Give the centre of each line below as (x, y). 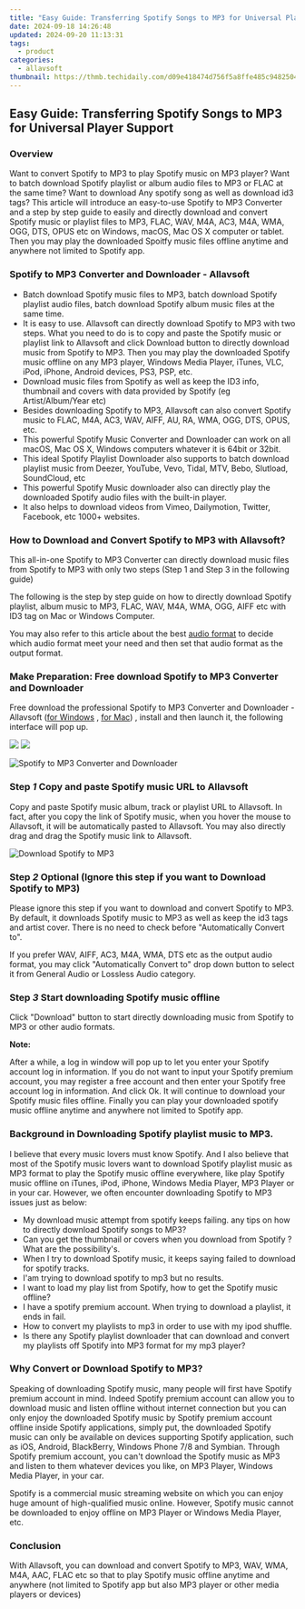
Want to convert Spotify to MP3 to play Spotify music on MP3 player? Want (150, 174)
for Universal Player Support (92, 128)
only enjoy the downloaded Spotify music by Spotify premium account (141, 1417)
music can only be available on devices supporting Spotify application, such (152, 1436)
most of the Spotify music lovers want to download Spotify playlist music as (151, 1164)
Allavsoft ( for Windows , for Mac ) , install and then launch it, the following (147, 717)
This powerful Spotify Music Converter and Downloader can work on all (156, 439)
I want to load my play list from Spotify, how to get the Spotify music (150, 1287)
